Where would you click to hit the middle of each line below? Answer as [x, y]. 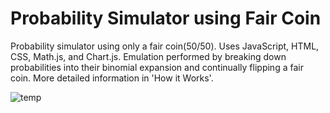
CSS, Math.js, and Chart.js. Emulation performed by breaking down [148, 56]
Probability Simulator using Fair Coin [166, 18]
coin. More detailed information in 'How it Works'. [112, 78]
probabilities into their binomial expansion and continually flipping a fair [157, 67]
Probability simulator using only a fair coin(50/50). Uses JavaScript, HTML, [165, 46]
